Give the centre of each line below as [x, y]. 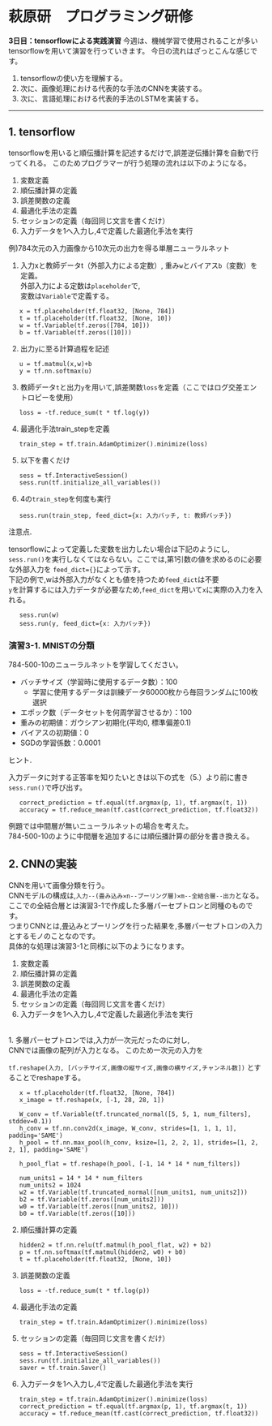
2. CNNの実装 [43, 864]
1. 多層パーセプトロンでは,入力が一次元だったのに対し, [99, 1040]
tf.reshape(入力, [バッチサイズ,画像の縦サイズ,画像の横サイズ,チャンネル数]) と [132, 1067]
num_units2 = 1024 [50, 1185]
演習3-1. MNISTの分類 [51, 645]
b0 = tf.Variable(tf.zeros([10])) [77, 1213]
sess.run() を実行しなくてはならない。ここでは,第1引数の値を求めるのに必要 [135, 559]
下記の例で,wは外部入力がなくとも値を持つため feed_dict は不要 [114, 579]
